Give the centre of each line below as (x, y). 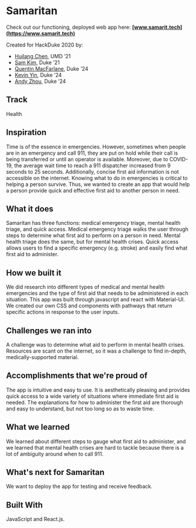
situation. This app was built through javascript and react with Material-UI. (96, 300)
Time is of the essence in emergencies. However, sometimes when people (96, 147)
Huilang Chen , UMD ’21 (43, 56)
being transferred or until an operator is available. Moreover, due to (87, 159)
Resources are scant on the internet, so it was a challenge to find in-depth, (96, 351)
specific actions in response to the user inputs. (62, 312)
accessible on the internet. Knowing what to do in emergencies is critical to (97, 178)
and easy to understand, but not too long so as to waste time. (80, 409)
